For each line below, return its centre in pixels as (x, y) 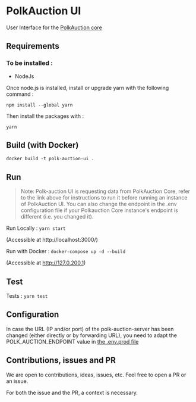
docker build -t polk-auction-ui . (50, 159)
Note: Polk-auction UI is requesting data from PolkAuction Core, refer (105, 191)
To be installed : (30, 63)
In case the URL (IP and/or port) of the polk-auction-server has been (90, 329)
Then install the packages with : (45, 116)
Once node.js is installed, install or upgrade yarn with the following (88, 88)
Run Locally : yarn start (36, 228)
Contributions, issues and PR (61, 361)
